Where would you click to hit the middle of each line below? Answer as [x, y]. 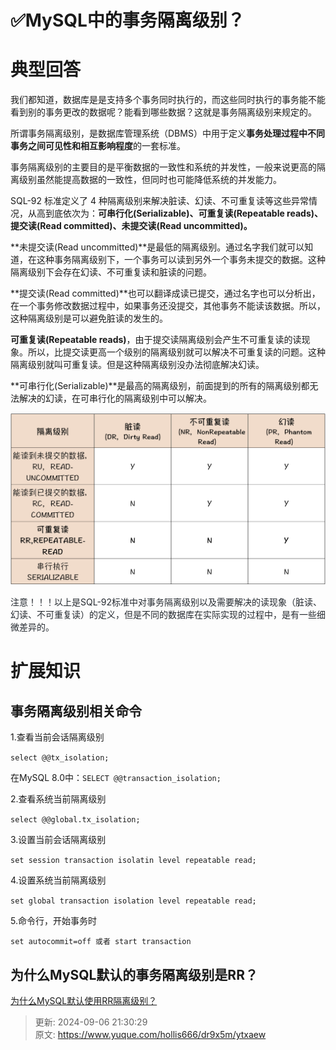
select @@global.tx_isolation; [75, 820]
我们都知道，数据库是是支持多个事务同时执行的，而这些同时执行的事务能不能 [168, 100]
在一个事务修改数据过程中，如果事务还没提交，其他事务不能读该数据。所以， [168, 306]
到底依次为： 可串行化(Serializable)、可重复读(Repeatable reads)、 [184, 213]
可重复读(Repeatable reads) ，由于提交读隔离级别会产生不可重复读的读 [156, 340]
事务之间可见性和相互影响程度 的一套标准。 [98, 146]
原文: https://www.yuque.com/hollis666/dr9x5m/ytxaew [150, 1035]
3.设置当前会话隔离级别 [58, 840]
